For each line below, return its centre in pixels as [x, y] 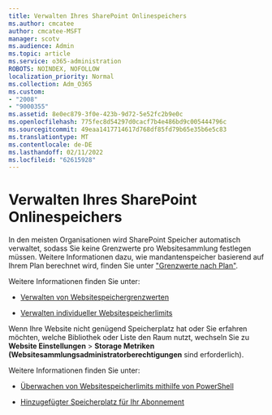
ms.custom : [27, 92]
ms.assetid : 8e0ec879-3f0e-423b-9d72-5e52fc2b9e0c [96, 115]
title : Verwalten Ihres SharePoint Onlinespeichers [97, 16]
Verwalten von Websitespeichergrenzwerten [94, 297]
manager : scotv [34, 39]
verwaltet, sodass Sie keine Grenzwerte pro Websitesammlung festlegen [130, 248]
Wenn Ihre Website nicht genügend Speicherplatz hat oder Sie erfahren [128, 329]
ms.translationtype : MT [49, 137]
